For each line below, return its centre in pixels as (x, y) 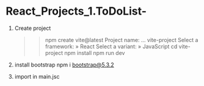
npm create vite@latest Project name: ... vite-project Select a (122, 40)
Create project (33, 28)
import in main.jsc (37, 76)
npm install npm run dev (95, 52)
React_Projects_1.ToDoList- (76, 11)
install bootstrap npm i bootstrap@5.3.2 (64, 65)
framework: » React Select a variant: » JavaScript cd (111, 46)
